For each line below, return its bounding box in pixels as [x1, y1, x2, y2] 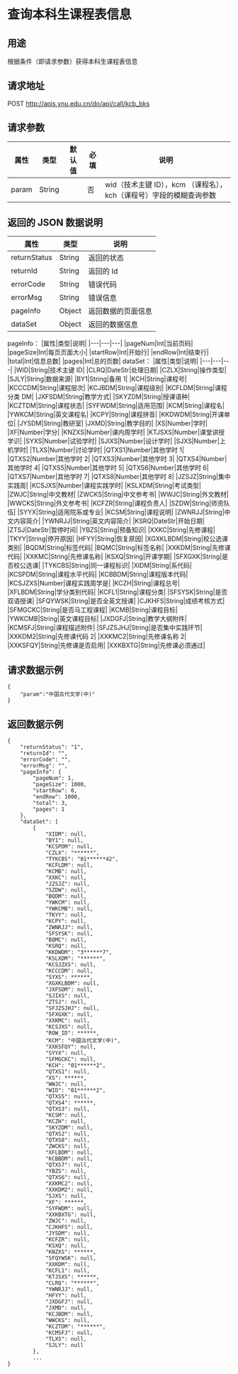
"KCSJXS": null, [45, 1024, 93, 1031]
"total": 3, [33, 800, 69, 807]
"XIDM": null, [45, 831, 87, 838]
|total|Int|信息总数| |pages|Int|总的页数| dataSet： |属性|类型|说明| [7, 357, 199, 366]
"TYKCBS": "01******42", [45, 855, 119, 863]
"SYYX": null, [45, 1049, 87, 1057]
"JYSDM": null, [45, 1230, 91, 1237]
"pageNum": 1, [33, 775, 74, 782]
